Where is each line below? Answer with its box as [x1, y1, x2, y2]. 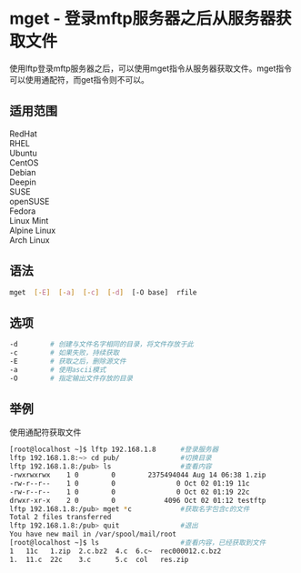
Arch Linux [9, 234, 50, 246]
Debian [9, 166, 36, 177]
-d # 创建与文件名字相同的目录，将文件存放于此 [9, 340, 194, 349]
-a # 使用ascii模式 [9, 365, 106, 374]
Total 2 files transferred [9, 513, 112, 522]
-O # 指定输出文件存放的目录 [9, 374, 134, 383]
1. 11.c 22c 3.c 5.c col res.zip [9, 555, 189, 564]
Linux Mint [9, 215, 49, 226]
